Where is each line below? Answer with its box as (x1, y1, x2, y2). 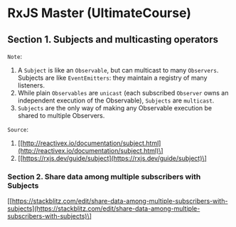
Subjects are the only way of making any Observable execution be (17, 104, 213, 112)
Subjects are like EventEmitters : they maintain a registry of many (17, 73, 208, 82)
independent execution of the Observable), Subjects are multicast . (17, 96, 215, 105)
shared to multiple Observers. (17, 112, 105, 120)
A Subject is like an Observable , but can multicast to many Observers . (17, 66, 219, 74)
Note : (7, 52, 23, 60)
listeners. (17, 81, 45, 90)
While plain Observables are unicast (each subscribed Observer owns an (17, 89, 229, 97)
